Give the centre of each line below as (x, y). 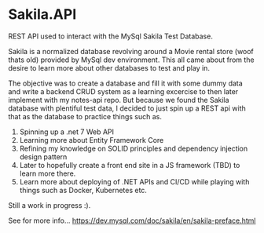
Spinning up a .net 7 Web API (67, 132)
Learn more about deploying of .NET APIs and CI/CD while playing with (134, 181)
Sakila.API (42, 15)
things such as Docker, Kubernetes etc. (83, 190)
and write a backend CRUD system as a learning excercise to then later (123, 91)
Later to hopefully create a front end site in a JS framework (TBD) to (130, 165)
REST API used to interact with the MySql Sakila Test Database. (111, 36)
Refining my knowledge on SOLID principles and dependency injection (134, 148)
